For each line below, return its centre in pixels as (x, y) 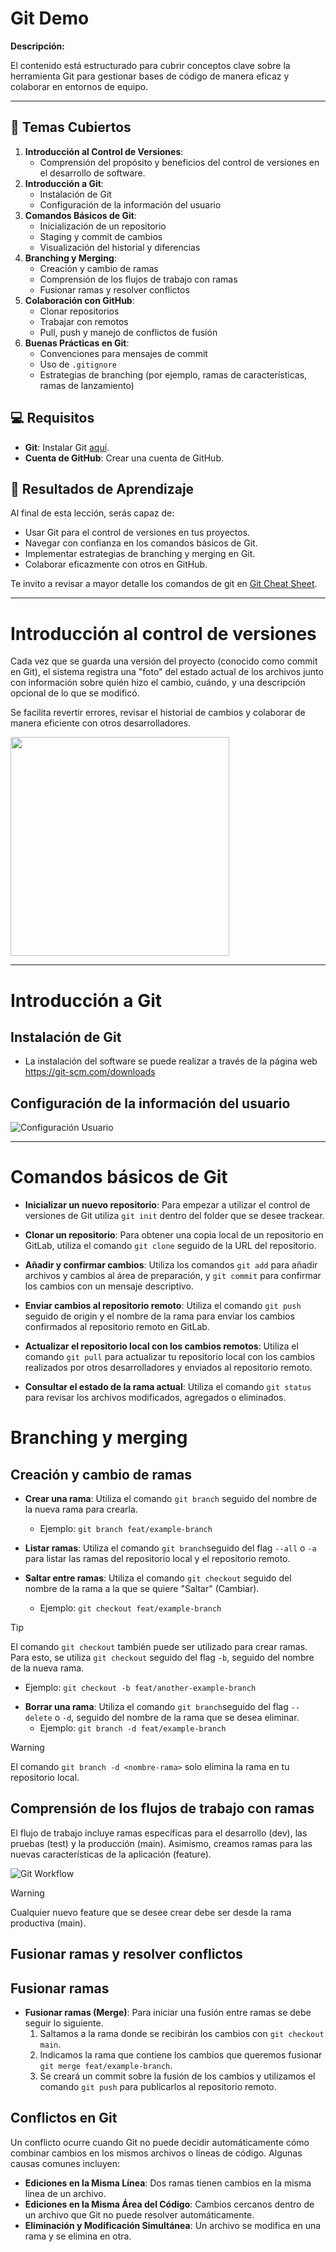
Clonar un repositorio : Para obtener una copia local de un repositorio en (174, 1235)
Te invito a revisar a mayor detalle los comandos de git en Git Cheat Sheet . (164, 584)
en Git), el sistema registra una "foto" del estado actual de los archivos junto (167, 672)
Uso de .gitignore (78, 364)
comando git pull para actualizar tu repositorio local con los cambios (170, 1357)
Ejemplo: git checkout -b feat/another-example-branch (140, 1688)
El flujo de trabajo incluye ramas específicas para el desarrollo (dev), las (159, 1833)
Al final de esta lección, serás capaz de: (92, 513)
